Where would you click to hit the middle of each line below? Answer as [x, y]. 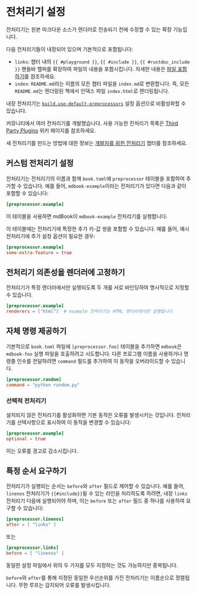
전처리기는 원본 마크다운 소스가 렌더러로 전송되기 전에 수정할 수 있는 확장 [89, 29]
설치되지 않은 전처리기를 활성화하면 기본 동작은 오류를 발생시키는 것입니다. [91, 415]
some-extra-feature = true [39, 253]
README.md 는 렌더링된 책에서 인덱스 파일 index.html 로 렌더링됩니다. [92, 91]
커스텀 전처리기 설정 [40, 163]
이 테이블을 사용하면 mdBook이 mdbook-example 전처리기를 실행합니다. [87, 216]
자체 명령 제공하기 [36, 331]
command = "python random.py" [43, 385]
